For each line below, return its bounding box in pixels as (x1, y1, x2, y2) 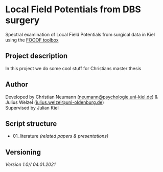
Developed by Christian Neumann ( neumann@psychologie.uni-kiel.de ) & (5, 94, 158, 100)
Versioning (5, 147, 41, 157)
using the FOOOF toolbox (5, 37, 59, 43)
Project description (5, 52, 68, 60)
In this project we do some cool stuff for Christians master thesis (5, 65, 142, 71)
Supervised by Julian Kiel (5, 104, 59, 111)
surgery (5, 14, 40, 26)
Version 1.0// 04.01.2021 (5, 161, 56, 167)
